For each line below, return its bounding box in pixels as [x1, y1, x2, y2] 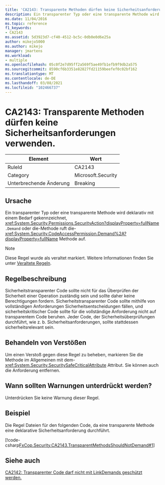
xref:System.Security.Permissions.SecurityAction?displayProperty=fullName [5, 220, 160, 226]
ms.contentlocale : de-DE [5, 76, 56, 81]
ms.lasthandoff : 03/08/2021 [5, 80, 63, 85]
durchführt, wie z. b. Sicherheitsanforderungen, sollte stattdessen [5, 319, 138, 325]
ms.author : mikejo [5, 44, 43, 49]
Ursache [5, 197, 32, 205]
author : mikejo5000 [5, 39, 45, 44]
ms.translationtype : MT [5, 71, 54, 76]
